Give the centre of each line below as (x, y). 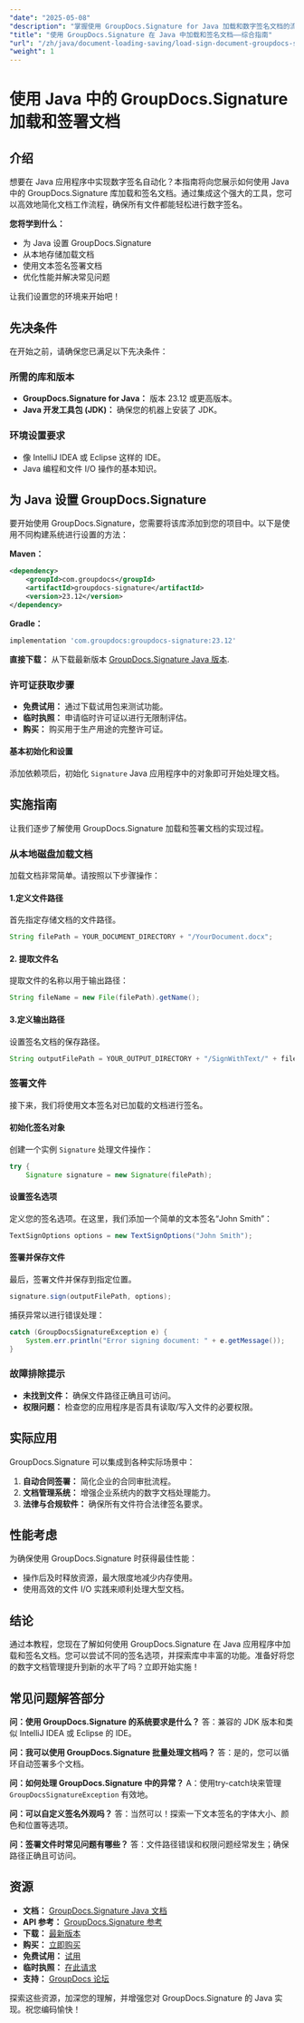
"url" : (22, 43)
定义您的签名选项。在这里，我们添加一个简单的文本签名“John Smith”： (141, 1218)
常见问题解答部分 (57, 1698)
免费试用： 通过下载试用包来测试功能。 (95, 706)
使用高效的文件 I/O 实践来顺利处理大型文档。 (106, 1589)
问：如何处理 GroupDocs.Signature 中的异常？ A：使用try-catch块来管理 (146, 1783)
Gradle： (26, 624)
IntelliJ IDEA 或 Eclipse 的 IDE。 (78, 1733)
